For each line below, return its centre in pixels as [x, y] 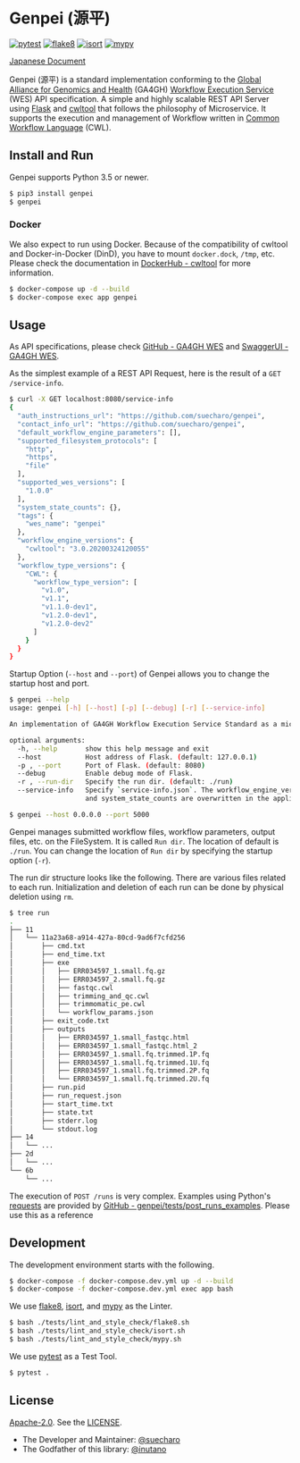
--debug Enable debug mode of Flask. [105, 774]
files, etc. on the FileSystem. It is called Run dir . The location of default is [144, 841]
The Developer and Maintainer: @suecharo [101, 1439]
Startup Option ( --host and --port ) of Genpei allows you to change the [139, 674]
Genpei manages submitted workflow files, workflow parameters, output [142, 831]
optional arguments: [48, 740]
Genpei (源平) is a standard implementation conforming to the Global [135, 79]
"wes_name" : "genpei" [65, 524]
